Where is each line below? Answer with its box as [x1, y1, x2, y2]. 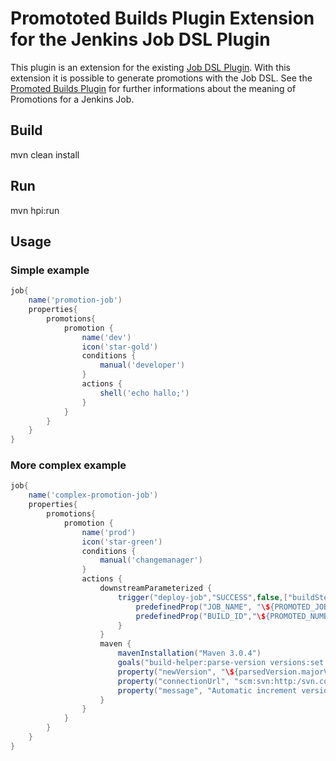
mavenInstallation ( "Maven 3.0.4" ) [117, 648, 262, 659]
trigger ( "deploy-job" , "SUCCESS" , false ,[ [117, 592, 288, 602]
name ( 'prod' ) [81, 527, 137, 537]
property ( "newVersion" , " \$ [117, 667, 235, 677]
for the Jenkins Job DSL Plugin [10, 28, 271, 51]
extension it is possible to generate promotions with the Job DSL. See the [10, 72, 313, 84]
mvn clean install [10, 148, 80, 161]
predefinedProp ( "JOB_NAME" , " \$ [135, 602, 271, 612]
